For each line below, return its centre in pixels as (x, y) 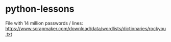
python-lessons (40, 9)
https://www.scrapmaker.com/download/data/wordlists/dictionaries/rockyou (86, 28)
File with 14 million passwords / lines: (44, 23)
